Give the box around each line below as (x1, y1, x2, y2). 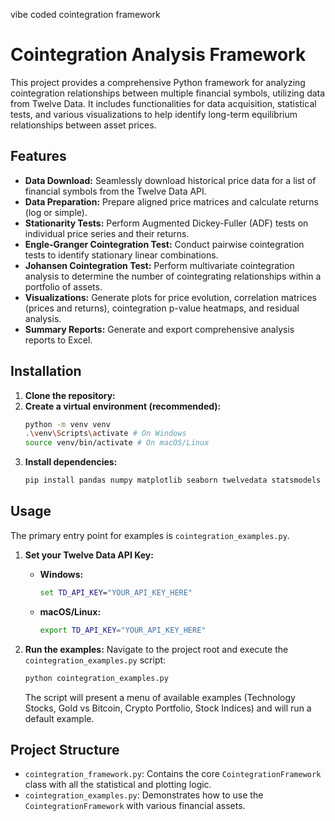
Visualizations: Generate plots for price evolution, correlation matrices (24, 291, 317, 303)
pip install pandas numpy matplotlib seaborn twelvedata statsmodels (24, 475, 322, 486)
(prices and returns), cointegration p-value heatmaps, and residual (24, 302, 300, 314)
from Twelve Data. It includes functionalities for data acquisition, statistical (10, 97, 317, 109)
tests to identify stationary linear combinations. (24, 249, 219, 261)
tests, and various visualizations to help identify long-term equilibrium (10, 108, 298, 120)
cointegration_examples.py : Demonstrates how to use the (24, 789, 264, 801)
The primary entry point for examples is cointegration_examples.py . (10, 529, 290, 541)
